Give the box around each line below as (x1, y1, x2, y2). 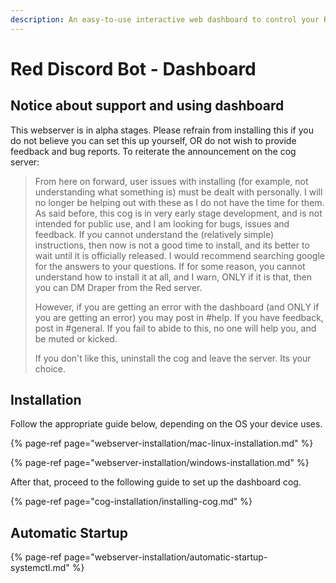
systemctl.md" (10, 562, 70, 574)
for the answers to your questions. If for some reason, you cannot (34, 260, 306, 272)
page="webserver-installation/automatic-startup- (63, 551, 268, 563)
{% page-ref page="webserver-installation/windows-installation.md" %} (10, 457, 310, 469)
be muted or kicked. (34, 332, 118, 345)
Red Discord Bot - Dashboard (10, 57, 257, 80)
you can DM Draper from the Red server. (34, 281, 203, 293)
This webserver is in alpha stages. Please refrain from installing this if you (10, 124, 314, 136)
